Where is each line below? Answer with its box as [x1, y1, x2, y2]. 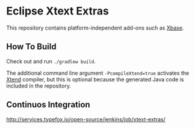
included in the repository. [6, 82, 71, 89]
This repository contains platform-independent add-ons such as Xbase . [6, 24, 184, 31]
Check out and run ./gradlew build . [6, 57, 96, 64]
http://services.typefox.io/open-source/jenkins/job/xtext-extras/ [6, 116, 166, 123]
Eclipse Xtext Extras [6, 4, 110, 18]
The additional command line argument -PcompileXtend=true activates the [6, 69, 190, 77]
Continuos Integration [6, 99, 90, 110]
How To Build [6, 42, 57, 52]
